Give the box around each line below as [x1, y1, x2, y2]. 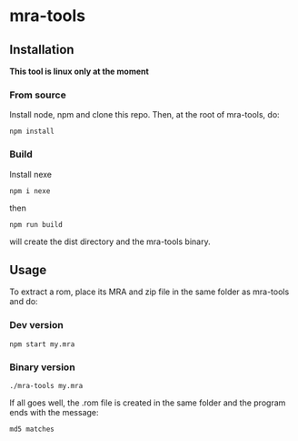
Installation [9, 42, 74, 57]
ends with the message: [9, 407, 99, 417]
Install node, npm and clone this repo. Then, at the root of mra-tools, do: [9, 109, 280, 120]
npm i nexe [9, 186, 51, 196]
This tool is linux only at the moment [9, 66, 150, 77]
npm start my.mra [9, 339, 75, 349]
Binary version [9, 361, 75, 374]
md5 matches [9, 425, 55, 434]
